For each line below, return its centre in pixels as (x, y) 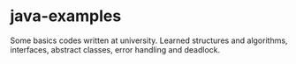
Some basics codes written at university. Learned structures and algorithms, (149, 40)
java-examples (66, 16)
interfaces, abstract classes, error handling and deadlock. (115, 49)
